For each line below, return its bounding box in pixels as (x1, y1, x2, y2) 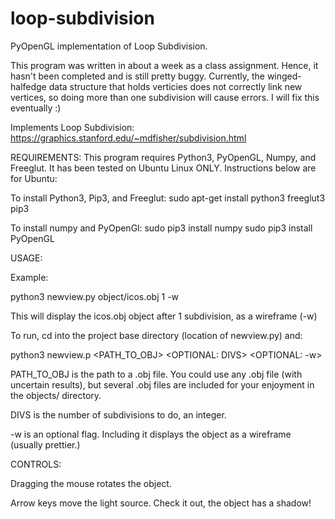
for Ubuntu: (10, 172, 58, 184)
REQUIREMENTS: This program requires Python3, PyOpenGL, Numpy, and (10, 151, 317, 163)
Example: (10, 271, 49, 283)
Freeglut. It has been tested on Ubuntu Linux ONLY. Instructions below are (10, 162, 317, 174)
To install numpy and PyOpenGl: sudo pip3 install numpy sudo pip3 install (10, 222, 313, 234)
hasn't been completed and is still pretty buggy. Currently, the (10, 70, 265, 82)
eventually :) (10, 102, 62, 114)
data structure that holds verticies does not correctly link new (48, 80, 303, 92)
